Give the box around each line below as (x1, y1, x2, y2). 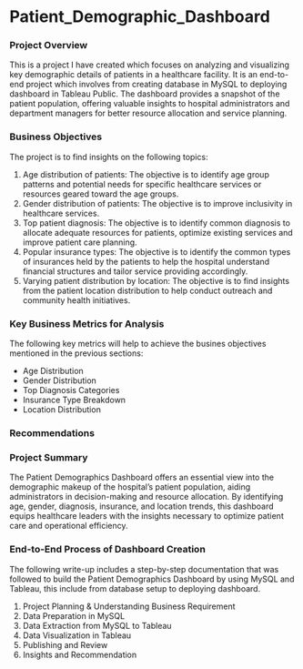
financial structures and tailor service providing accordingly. (22, 266, 248, 277)
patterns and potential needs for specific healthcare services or (22, 178, 262, 189)
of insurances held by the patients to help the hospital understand (22, 256, 270, 267)
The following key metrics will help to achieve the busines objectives (9, 339, 267, 350)
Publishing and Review (22, 639, 108, 650)
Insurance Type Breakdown (22, 394, 126, 406)
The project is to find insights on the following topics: (9, 151, 208, 162)
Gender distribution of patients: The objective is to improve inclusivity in (22, 198, 293, 208)
